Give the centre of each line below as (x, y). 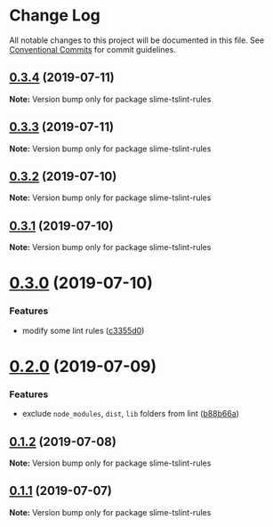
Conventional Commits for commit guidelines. (92, 49)
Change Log (55, 16)
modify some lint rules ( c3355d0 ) (83, 330)
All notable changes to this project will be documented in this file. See (137, 40)
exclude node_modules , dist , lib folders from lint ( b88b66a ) (131, 414)
